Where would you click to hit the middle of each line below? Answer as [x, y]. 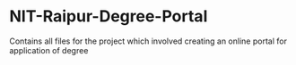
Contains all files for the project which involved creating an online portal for [148, 41]
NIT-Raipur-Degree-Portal [109, 16]
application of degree [49, 50]
